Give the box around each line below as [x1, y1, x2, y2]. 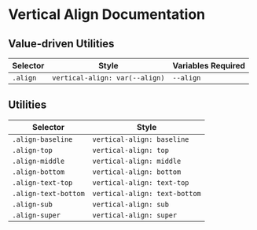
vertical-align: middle [92, 156, 182, 165]
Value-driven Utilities [8, 37, 115, 50]
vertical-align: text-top [92, 178, 189, 187]
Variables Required [172, 61, 246, 71]
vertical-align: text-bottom [92, 189, 202, 198]
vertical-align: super [92, 210, 178, 220]
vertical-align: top [92, 146, 169, 154]
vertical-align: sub [92, 199, 169, 209]
